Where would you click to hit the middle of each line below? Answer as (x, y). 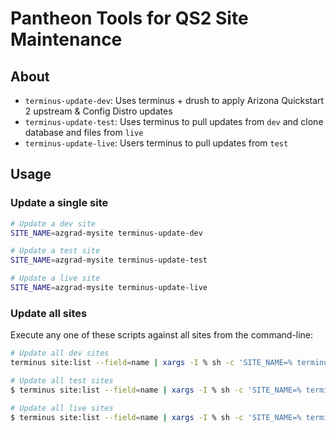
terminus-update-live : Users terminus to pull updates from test (156, 143)
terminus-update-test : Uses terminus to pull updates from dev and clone (174, 121)
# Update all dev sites (60, 353)
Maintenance (66, 39)
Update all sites (49, 313)
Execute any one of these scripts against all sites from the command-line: (162, 335)
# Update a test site (55, 251)
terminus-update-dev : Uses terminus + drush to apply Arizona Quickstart (174, 100)
